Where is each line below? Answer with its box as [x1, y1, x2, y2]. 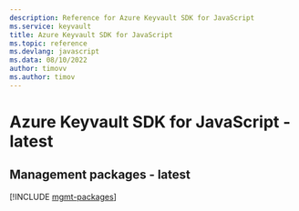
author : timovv [9, 65, 67, 74]
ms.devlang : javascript [9, 47, 100, 56]
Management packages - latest [9, 167, 191, 183]
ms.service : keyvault [9, 22, 92, 31]
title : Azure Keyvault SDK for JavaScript [9, 30, 173, 39]
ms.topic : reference [9, 38, 88, 48]
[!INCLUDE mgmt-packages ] [9, 191, 117, 202]
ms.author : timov [9, 73, 76, 82]
